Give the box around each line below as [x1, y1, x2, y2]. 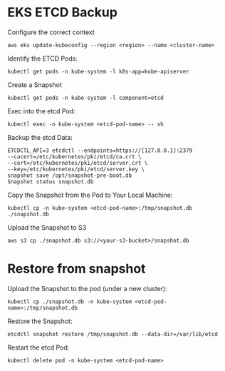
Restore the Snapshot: [7, 317, 73, 325]
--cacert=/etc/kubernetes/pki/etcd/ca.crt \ [7, 153, 142, 161]
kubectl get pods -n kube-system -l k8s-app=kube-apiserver [7, 68, 190, 75]
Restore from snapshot [7, 261, 146, 277]
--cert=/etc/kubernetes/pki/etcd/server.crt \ [7, 159, 148, 166]
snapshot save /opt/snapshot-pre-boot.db [7, 172, 132, 179]
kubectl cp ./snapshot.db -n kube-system [7, 298, 132, 305]
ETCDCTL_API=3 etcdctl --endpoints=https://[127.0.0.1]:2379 [7, 147, 193, 154]
